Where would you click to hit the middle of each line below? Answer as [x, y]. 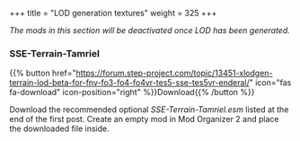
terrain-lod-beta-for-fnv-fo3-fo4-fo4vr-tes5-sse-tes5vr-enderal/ [129, 83]
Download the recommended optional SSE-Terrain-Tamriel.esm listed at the [149, 110]
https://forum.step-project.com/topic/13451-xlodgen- [174, 73]
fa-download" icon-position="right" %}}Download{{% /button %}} [132, 93]
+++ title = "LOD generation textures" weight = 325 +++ [113, 13]
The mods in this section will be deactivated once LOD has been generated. [150, 30]
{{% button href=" [43, 73]
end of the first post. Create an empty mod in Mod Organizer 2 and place [144, 119]
